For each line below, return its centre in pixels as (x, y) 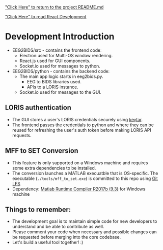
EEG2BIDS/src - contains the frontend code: (57, 50)
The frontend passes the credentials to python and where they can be (83, 125)
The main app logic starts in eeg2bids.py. (61, 76)
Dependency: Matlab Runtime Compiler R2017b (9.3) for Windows (79, 189)
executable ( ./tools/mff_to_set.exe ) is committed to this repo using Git (85, 178)
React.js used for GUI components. (55, 61)
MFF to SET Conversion (42, 151)
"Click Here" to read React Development (46, 17)
